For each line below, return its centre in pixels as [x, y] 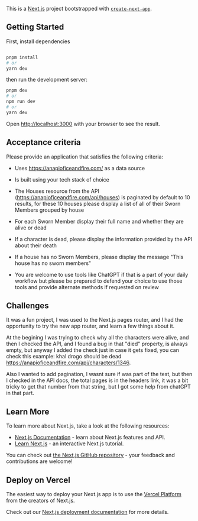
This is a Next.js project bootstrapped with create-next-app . [79, 9]
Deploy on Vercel [38, 480]
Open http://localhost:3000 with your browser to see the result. [83, 124]
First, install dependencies [38, 41]
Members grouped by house [49, 210]
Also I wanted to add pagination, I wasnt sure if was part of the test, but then [99, 374]
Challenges [27, 306]
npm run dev [21, 102]
